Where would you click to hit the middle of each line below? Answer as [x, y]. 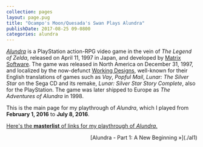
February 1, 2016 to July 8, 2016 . [48, 114]
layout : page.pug [28, 17]
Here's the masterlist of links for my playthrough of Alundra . [82, 126]
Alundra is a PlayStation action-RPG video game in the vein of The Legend [99, 51]
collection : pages [29, 12]
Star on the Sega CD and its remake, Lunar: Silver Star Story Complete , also [101, 83]
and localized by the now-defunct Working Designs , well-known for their [97, 70]
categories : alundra [32, 34]
